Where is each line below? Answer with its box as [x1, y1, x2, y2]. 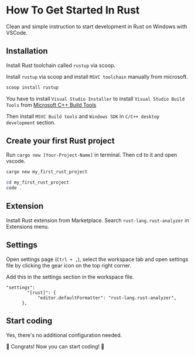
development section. [6, 118, 56, 126]
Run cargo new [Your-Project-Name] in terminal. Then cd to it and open [6, 151, 177, 158]
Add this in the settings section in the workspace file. [6, 273, 134, 280]
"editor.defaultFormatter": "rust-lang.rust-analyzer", [37, 294, 177, 301]
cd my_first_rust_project [6, 179, 69, 185]
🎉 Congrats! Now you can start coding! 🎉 [6, 343, 105, 350]
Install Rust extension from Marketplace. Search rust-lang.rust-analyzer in [6, 216, 189, 223]
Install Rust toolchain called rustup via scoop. [6, 62, 116, 69]
